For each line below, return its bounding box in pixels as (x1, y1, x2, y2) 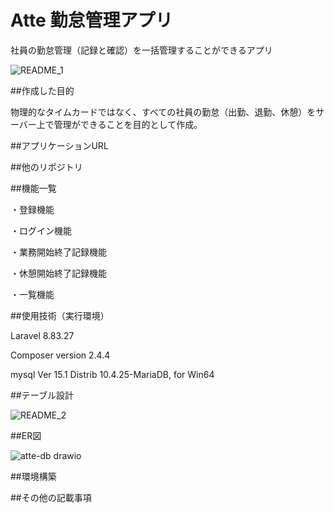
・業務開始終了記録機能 (10, 246, 107, 258)
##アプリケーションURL (10, 139, 109, 151)
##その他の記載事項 (10, 491, 92, 503)
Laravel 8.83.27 (10, 329, 75, 341)
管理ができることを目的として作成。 (53, 118, 203, 130)
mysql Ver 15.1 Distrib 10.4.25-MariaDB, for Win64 (10, 368, 215, 380)
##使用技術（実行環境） (10, 309, 110, 321)
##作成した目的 (10, 84, 75, 96)
